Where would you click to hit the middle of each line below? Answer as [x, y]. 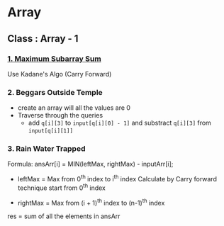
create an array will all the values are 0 [74, 108]
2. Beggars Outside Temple [55, 92]
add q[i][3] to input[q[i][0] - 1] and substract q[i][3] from [119, 123]
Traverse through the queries [60, 115]
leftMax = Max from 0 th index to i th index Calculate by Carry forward [117, 179]
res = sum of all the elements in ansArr [64, 216]
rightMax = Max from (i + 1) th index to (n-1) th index [91, 202]
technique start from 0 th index [62, 187]
